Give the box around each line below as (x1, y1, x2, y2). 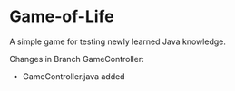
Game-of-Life (9, 6, 115, 27)
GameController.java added (22, 70, 125, 82)
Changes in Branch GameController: (9, 53, 144, 64)
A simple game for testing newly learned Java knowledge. (9, 36, 227, 47)
